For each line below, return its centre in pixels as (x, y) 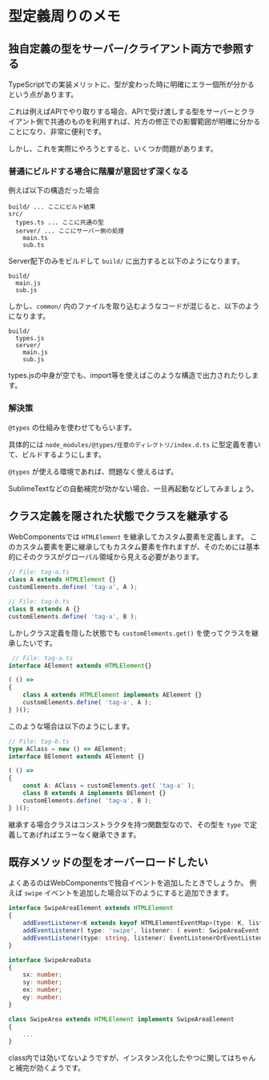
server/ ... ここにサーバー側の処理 (70, 231)
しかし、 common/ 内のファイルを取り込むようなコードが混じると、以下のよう (134, 307)
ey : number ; (42, 997)
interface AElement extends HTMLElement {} (80, 666)
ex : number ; (42, 990)
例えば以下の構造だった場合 (54, 190)
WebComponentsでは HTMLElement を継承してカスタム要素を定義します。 (128, 537)
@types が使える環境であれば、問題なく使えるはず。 (93, 471)
